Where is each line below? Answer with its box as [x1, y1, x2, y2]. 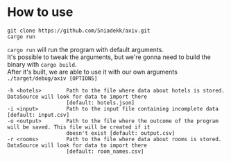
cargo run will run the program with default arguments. [7, 45, 164, 54]
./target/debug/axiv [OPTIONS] [7, 74, 98, 82]
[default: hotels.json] [66, 99, 135, 106]
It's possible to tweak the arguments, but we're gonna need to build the [7, 53, 212, 61]
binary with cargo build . [7, 60, 77, 68]
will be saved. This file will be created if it [7, 123, 151, 131]
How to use [7, 4, 74, 20]
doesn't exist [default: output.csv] [66, 129, 176, 136]
